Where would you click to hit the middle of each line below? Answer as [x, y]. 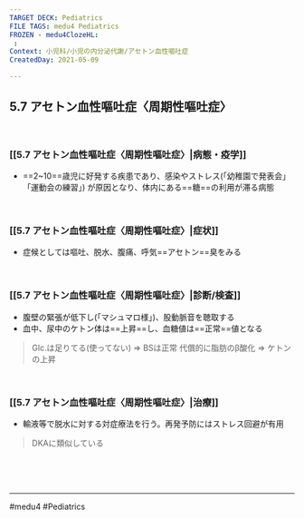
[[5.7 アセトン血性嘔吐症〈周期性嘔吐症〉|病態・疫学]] [128, 154]
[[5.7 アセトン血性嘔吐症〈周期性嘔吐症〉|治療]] [114, 402]
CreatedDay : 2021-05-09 [54, 60]
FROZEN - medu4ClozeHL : [54, 34]
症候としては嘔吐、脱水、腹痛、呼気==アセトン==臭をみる [132, 252]
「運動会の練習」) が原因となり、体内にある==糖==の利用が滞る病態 [148, 188]
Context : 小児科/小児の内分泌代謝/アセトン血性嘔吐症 [99, 52]
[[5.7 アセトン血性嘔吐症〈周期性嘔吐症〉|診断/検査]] [125, 296]
